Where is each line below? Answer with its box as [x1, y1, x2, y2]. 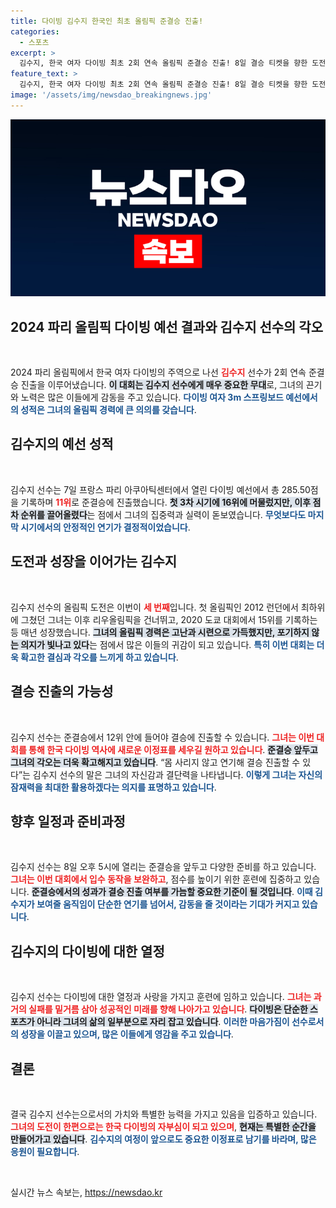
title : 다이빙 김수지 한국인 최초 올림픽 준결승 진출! [10, 16, 204, 26]
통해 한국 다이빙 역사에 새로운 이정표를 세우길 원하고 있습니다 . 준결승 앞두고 [28, 743, 318, 755]
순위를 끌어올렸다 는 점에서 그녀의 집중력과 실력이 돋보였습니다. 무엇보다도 [20, 508, 307, 520]
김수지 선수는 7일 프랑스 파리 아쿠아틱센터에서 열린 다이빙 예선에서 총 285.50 [10, 483, 311, 495]
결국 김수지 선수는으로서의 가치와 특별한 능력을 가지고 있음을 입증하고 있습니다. [10, 1108, 318, 1120]
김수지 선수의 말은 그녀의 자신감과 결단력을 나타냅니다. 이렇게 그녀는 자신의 [32, 768, 323, 780]
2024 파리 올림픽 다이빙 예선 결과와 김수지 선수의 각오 [10, 318, 323, 335]
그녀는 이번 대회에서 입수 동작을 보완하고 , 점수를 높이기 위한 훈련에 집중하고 [10, 873, 302, 885]
